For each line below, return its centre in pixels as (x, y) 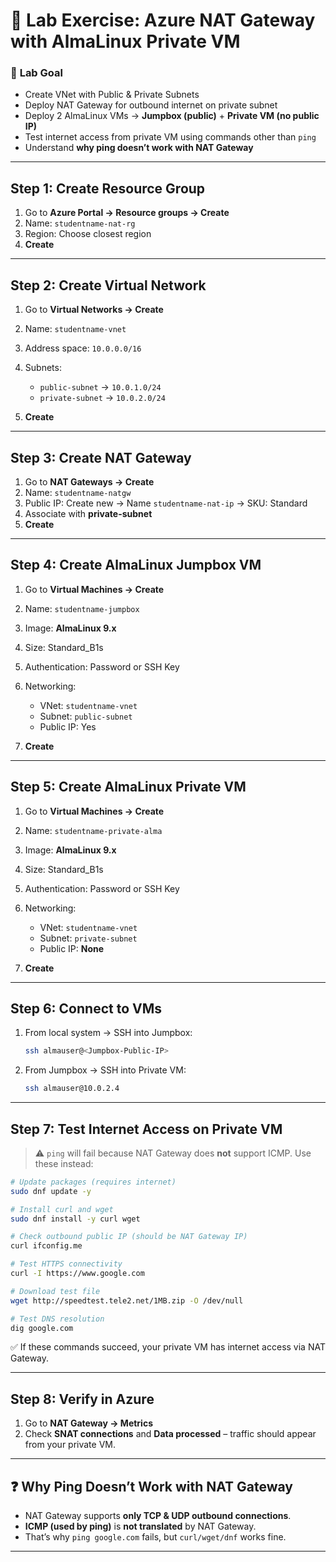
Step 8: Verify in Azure (82, 1399)
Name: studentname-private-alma (93, 830)
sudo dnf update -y (51, 1191)
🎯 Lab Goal (36, 73)
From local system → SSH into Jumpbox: (108, 1033)
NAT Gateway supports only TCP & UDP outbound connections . (158, 1516)
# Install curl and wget (62, 1209)
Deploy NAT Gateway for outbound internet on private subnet (151, 105)
